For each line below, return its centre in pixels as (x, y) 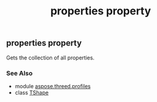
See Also (19, 73)
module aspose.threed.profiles (53, 86)
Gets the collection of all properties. (50, 58)
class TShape (32, 92)
